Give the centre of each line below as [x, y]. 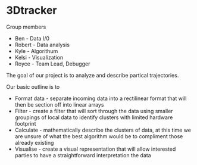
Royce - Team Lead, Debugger [52, 64]
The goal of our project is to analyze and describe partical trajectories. [93, 75]
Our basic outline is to [33, 86]
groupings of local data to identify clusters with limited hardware [94, 117]
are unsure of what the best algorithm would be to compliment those [99, 136]
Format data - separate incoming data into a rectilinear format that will [101, 98]
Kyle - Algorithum [36, 51]
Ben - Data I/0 [32, 38]
